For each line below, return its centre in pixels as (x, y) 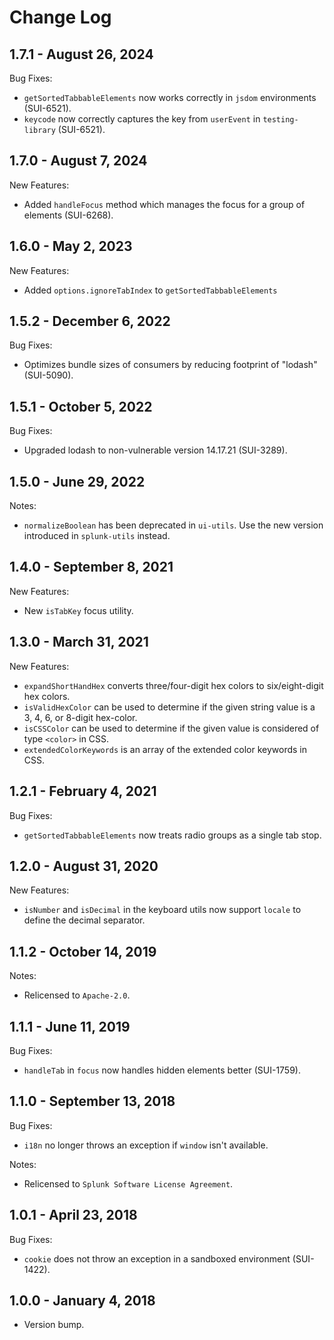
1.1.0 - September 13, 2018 (92, 1101)
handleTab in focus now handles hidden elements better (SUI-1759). (162, 1070)
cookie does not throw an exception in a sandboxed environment (157, 1258)
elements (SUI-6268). (68, 215)
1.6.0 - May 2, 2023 (71, 246)
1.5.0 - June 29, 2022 (77, 481)
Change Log (60, 17)
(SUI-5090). (48, 375)
